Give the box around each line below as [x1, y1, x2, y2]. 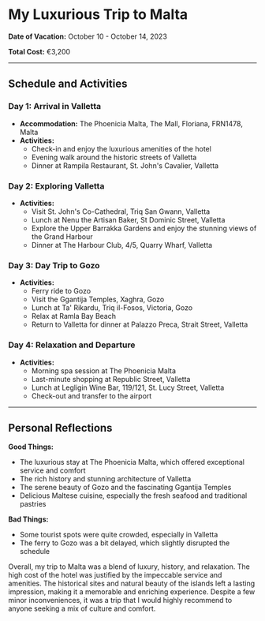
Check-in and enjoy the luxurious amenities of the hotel [31, 144, 211, 153]
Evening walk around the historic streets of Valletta [31, 152, 197, 162]
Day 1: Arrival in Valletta [8, 101, 101, 112]
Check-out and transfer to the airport [31, 391, 152, 400]
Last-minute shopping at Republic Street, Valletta [31, 374, 191, 383]
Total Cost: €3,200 [8, 47, 71, 56]
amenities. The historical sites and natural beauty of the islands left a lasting [8, 578, 256, 589]
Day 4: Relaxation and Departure [8, 339, 136, 350]
